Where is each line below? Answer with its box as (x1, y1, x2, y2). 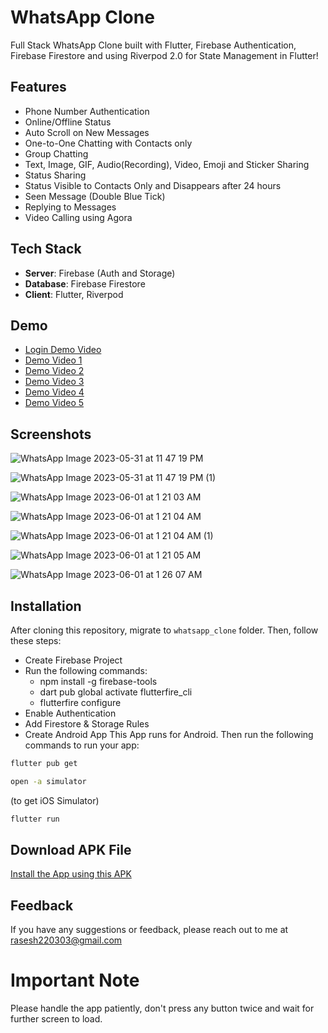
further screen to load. (10, 1013, 103, 1025)
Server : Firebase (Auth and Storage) (24, 267, 176, 279)
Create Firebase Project (24, 654, 123, 666)
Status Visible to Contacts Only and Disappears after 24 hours (24, 179, 282, 191)
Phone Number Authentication (24, 105, 150, 117)
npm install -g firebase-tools (39, 676, 158, 687)
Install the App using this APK (10, 868, 132, 880)
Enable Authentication (24, 707, 117, 719)
